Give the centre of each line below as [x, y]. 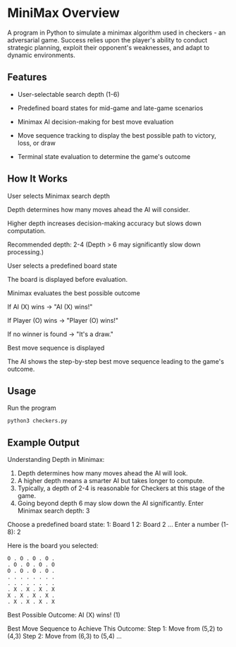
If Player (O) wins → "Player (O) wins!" [63, 320]
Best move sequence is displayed [56, 348]
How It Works [38, 179]
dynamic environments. [41, 55]
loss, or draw [37, 143]
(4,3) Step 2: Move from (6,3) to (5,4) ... [64, 636]
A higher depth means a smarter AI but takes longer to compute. [111, 481]
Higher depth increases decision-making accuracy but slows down [105, 223]
